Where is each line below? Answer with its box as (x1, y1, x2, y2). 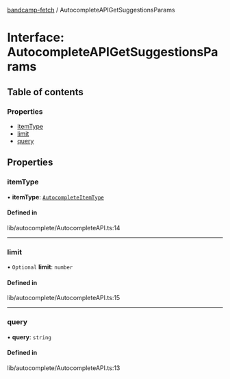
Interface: (7, 30, 65, 45)
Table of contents (7, 86, 84, 98)
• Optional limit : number (7, 263, 73, 271)
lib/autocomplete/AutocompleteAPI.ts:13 (7, 363, 120, 372)
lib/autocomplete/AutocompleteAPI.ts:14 (7, 223, 121, 232)
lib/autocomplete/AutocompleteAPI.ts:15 (7, 294, 120, 302)
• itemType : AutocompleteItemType (7, 193, 104, 201)
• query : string (7, 332, 51, 341)
